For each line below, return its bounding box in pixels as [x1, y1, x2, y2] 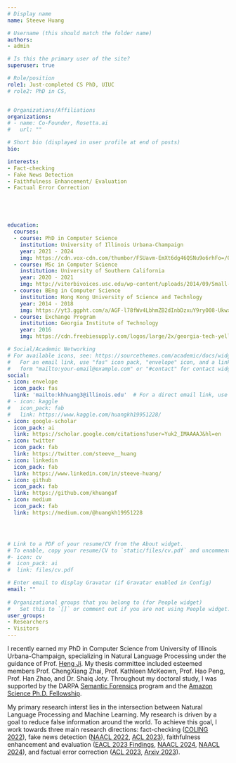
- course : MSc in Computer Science [13, 261, 118, 268]
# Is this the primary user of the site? [7, 56, 131, 63]
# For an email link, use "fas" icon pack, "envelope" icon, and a [7, 358, 216, 366]
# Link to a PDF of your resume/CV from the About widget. [7, 540, 184, 548]
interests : [7, 158, 39, 165]
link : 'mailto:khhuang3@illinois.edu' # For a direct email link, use [13, 391, 228, 398]
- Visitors [7, 625, 39, 632]
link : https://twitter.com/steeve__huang [13, 450, 137, 458]
